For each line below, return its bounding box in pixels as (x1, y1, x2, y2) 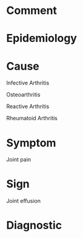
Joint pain (6, 156, 32, 163)
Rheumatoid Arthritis (6, 115, 58, 122)
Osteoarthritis (6, 91, 41, 98)
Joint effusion (6, 197, 41, 205)
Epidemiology (6, 32, 78, 46)
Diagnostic (6, 219, 62, 233)
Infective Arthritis (6, 80, 50, 87)
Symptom (6, 136, 56, 149)
